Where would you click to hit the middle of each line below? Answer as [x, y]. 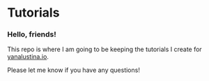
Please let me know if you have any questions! [74, 70]
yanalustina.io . [28, 57]
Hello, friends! [32, 35]
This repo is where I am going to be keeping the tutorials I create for [104, 49]
